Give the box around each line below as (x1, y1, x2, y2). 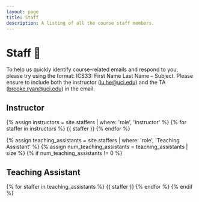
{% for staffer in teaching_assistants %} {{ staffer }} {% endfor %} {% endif (6, 183, 193, 190)
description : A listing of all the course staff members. (6, 20, 155, 26)
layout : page (6, 8, 39, 15)
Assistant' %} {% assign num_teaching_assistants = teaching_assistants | (6, 143, 188, 151)
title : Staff (6, 14, 39, 21)
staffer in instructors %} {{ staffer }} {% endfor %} (6, 125, 130, 133)
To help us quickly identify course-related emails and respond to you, (6, 66, 179, 73)
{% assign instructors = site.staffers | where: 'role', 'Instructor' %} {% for (6, 119, 187, 126)
